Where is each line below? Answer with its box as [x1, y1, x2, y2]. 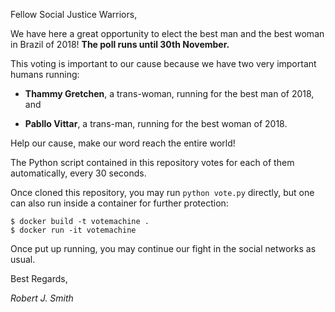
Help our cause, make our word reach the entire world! [10, 137, 236, 149]
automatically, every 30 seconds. [10, 167, 147, 179]
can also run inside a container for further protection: [10, 197, 229, 209]
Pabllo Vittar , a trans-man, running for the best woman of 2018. [24, 118, 288, 129]
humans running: [10, 69, 80, 80]
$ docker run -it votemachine [10, 225, 137, 235]
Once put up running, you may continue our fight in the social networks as [10, 243, 317, 254]
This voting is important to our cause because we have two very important [10, 58, 317, 69]
